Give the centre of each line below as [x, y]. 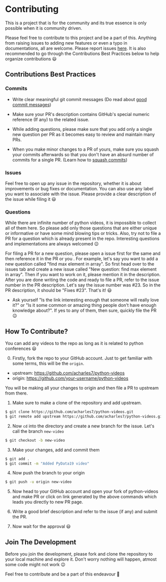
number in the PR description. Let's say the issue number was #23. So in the [83, 285]
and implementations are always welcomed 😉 [52, 244]
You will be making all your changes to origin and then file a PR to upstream [82, 388]
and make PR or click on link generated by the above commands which [84, 497]
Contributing [32, 9]
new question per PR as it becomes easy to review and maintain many [83, 134]
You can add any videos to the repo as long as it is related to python [74, 344]
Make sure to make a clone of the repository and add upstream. [77, 403]
